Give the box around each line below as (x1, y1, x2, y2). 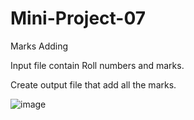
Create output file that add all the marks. (10, 78, 177, 91)
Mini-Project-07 (10, 7, 147, 30)
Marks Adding (10, 40, 69, 52)
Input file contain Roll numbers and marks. (10, 59, 185, 71)
